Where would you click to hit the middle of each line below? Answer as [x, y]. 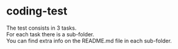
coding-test [37, 11]
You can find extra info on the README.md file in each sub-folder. [89, 41]
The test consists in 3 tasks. [41, 28]
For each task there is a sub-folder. [50, 34]
